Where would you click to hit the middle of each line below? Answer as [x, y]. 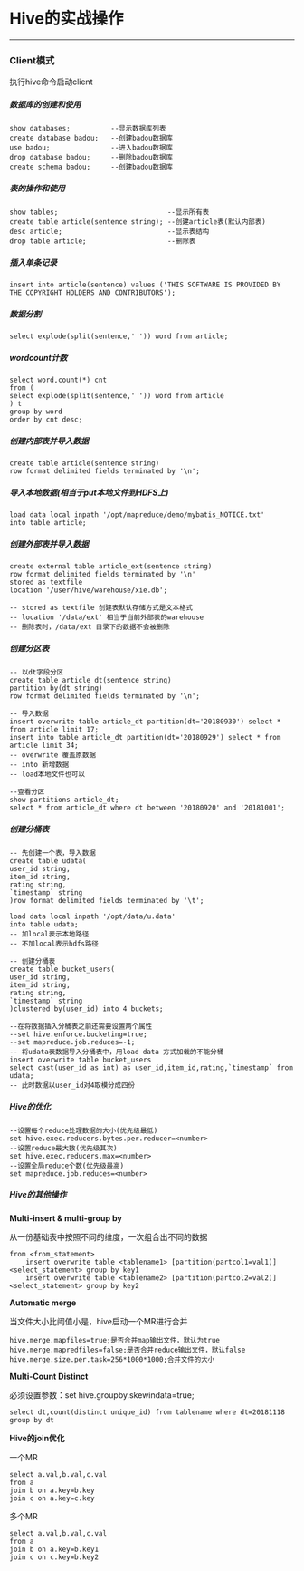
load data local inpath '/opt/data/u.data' [93, 916]
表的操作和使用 [37, 188]
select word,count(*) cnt [58, 380]
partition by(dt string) [56, 688]
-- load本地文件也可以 [47, 774]
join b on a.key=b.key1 [54, 1549]
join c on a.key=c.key [52, 1498]
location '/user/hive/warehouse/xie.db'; [89, 590]
